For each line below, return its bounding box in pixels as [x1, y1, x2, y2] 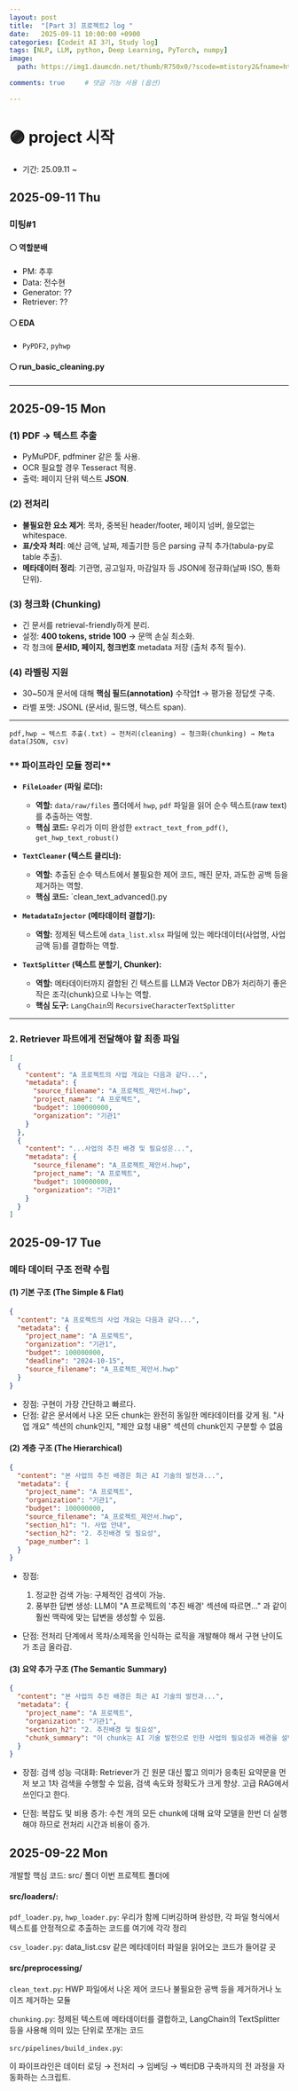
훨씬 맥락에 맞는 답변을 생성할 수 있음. [35, 1612, 166, 1623]
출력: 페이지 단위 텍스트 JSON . [21, 474, 129, 484]
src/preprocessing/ [9, 1962, 82, 1973]
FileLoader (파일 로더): [21, 782, 104, 792]
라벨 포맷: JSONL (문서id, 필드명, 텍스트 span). [21, 702, 186, 712]
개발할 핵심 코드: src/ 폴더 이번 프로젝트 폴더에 [9, 1870, 170, 1881]
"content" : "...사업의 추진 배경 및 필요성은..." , [25, 1144, 193, 1153]
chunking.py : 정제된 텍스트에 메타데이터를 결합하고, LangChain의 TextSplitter [9, 2013, 281, 2024]
